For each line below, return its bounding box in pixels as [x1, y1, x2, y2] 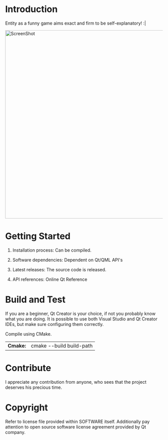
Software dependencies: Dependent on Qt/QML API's [12, 257, 123, 263]
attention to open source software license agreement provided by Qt [5, 423, 146, 430]
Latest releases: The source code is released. [12, 266, 106, 272]
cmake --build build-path [30, 342, 93, 349]
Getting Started [5, 231, 71, 242]
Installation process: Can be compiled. [12, 247, 91, 253]
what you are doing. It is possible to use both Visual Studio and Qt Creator [5, 315, 157, 322]
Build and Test [5, 294, 66, 305]
